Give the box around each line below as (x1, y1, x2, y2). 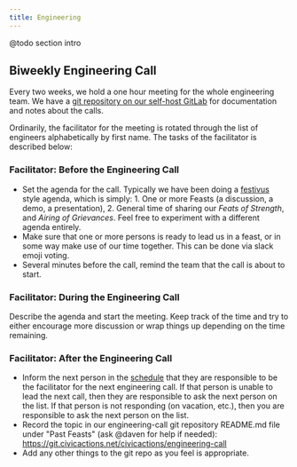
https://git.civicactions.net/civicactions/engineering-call (21, 439, 228, 449)
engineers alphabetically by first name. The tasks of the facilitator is (9, 132, 257, 143)
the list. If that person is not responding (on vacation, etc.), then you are (21, 400, 285, 411)
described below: (9, 141, 73, 152)
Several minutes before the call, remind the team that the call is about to (21, 259, 285, 270)
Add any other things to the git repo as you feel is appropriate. (21, 447, 250, 458)
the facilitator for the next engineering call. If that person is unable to (21, 382, 273, 392)
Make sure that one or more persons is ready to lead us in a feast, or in (21, 231, 281, 241)
